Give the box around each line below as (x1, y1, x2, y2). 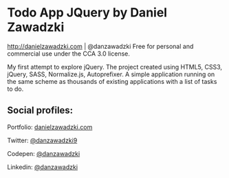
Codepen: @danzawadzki (7, 149, 80, 157)
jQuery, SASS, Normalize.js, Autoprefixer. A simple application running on (7, 70, 215, 78)
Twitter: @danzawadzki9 (7, 136, 78, 144)
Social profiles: (7, 104, 74, 116)
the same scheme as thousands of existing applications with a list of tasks (7, 77, 217, 85)
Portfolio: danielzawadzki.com (7, 122, 93, 131)
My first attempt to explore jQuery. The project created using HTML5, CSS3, (7, 63, 222, 71)
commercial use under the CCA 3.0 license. (7, 49, 131, 58)
